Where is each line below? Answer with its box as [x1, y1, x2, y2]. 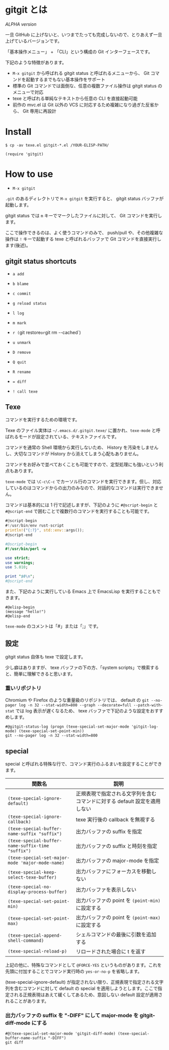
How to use [5, 168, 53, 180]
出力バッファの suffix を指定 [75, 828, 142, 835]
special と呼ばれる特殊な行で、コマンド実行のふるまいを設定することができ [5, 760, 162, 767]
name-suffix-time [8, 843, 49, 848]
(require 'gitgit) [5, 152, 44, 157]
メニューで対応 [12, 89, 44, 95]
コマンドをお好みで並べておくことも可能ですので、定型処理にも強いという [5, 461, 159, 467]
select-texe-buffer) [8, 874, 57, 880]
